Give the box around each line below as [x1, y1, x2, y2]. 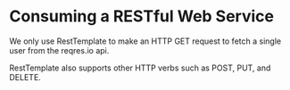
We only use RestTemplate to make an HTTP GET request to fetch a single [9, 36, 282, 46]
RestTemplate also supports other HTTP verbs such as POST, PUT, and [9, 62, 271, 73]
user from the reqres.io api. [9, 45, 110, 55]
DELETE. [9, 71, 42, 82]
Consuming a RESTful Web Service [9, 6, 275, 27]
